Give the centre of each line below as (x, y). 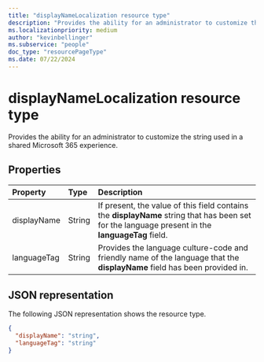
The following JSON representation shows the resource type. (107, 314)
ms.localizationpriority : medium (63, 30)
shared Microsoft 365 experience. (63, 145)
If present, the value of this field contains (173, 205)
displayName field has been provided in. (173, 267)
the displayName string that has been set (174, 215)
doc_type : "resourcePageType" (58, 52)
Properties (35, 170)
